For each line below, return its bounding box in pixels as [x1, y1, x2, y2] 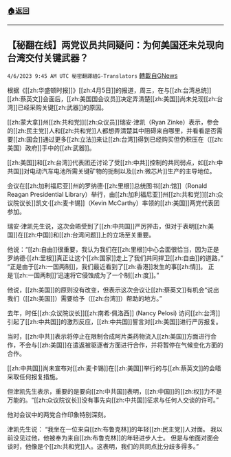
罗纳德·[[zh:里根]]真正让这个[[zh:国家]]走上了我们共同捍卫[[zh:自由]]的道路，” [7, 254, 223, 262]
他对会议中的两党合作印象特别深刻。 [7, 411, 110, 419]
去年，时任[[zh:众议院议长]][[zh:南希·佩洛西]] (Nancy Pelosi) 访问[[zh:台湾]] [7, 309, 221, 317]
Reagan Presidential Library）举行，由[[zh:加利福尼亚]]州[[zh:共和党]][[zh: [7, 191, 218, 199]
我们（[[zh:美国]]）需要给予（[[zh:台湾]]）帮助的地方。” [7, 295, 163, 303]
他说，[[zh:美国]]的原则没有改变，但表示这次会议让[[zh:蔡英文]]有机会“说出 [7, 286, 220, 294]
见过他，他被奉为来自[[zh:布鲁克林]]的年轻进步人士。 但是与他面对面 [19, 434, 213, 442]
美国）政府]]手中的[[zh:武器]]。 [7, 144, 96, 152]
